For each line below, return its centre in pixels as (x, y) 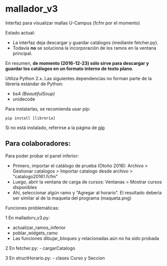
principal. (22, 53)
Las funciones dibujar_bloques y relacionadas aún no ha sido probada (86, 238)
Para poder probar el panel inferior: (42, 156)
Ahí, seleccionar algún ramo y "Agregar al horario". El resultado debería (87, 192)
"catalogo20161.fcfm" (35, 176)
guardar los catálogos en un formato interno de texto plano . (69, 69)
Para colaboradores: (38, 143)
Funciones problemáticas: (32, 208)
